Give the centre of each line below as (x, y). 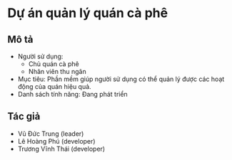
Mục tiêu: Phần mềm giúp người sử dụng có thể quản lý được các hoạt (121, 79)
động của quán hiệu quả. (54, 86)
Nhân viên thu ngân (57, 71)
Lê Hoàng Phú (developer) (56, 141)
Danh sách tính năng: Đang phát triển (73, 94)
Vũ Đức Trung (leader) (51, 134)
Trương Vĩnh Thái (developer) (61, 149)
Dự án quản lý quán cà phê (88, 13)
